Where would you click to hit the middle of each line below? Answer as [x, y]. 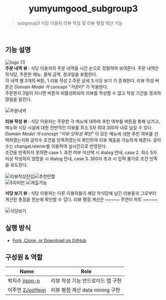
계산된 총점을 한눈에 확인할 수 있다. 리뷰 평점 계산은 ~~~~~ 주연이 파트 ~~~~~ [81, 199]
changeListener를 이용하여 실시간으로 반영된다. [61, 146]
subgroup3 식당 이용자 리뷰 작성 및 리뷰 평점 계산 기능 [70, 23]
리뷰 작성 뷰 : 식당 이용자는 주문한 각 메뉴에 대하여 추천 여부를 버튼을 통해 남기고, [83, 121]
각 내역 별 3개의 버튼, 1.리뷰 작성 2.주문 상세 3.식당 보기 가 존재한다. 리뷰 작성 [80, 81]
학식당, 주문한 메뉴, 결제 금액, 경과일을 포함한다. [51, 74]
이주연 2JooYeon [27, 290]
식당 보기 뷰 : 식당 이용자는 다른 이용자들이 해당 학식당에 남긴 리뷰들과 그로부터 [81, 193]
